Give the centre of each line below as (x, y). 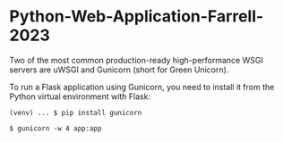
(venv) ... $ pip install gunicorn (76, 113)
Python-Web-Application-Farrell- (137, 17)
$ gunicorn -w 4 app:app (56, 128)
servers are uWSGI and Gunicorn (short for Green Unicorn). (119, 70)
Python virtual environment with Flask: (80, 96)
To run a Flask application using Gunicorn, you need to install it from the (142, 87)
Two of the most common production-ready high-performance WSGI (137, 60)
